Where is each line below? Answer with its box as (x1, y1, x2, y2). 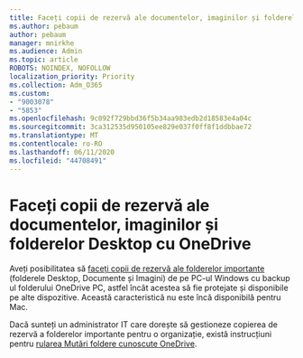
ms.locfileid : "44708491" (9, 155, 106, 165)
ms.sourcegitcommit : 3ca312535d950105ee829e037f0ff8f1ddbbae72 (9, 123, 252, 132)
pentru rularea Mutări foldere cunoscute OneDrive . (9, 338, 197, 349)
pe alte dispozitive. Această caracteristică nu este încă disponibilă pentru (9, 292, 281, 303)
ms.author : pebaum (9, 22, 78, 31)
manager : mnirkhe (9, 38, 75, 48)
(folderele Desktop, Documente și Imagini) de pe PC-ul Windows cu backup (9, 273, 290, 284)
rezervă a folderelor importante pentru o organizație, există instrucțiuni (9, 329, 272, 340)
